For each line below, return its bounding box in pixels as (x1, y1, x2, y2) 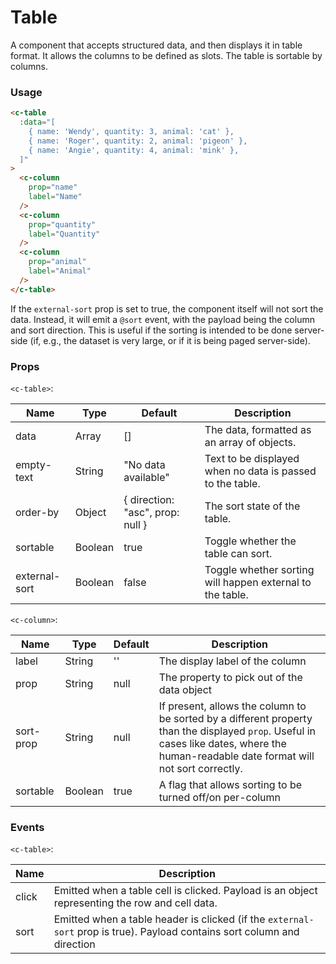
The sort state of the (204, 499, 301, 513)
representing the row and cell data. (53, 896, 218, 910)
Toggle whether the (204, 534, 297, 548)
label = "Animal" (28, 266, 92, 276)
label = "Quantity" (28, 229, 101, 239)
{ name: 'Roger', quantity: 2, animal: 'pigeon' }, (28, 136, 248, 146)
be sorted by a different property (158, 712, 313, 726)
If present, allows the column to (158, 699, 307, 713)
